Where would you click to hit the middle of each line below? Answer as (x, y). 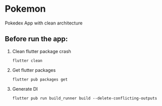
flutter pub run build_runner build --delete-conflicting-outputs (85, 98)
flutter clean (27, 61)
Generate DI (25, 89)
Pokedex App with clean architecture (44, 23)
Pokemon (25, 9)
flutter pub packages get (40, 79)
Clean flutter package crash (42, 51)
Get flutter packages (34, 70)
